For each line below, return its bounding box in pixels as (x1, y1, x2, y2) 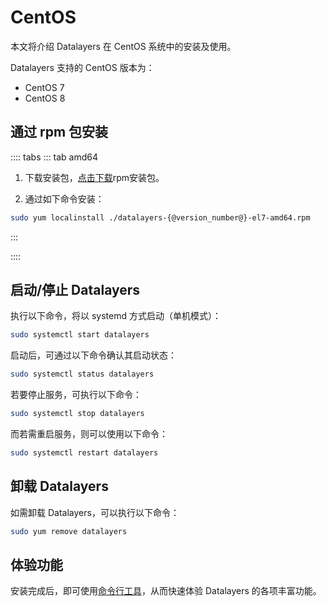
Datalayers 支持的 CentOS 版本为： (10, 61, 155, 73)
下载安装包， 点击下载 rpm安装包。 (24, 171, 165, 183)
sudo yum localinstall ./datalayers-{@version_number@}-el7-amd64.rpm (10, 212, 311, 223)
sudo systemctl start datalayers (10, 330, 150, 340)
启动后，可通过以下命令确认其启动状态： (10, 349, 177, 361)
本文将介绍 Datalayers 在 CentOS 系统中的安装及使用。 (10, 40, 237, 52)
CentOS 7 (24, 81, 65, 93)
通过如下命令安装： (24, 192, 105, 205)
